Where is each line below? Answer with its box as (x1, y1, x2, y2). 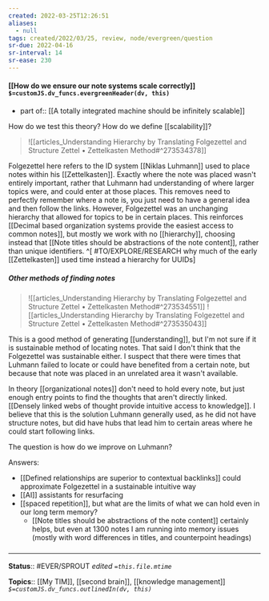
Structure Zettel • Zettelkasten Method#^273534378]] (27, 146, 207, 155)
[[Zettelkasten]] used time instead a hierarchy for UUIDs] (8, 255, 196, 264)
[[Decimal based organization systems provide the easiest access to (8, 221, 234, 231)
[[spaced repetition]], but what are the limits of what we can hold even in (19, 498, 260, 509)
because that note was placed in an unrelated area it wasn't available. (8, 369, 239, 378)
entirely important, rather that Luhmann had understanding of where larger (8, 178, 255, 188)
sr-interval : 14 (8, 49, 62, 57)
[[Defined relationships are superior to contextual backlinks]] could (19, 474, 242, 483)
